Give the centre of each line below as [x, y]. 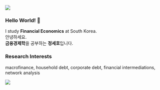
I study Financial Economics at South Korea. [51, 31]
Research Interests [29, 57]
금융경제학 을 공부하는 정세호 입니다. [39, 43]
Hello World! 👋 [23, 20]
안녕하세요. [16, 37]
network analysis [23, 73]
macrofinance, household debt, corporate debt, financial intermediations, [80, 67]
